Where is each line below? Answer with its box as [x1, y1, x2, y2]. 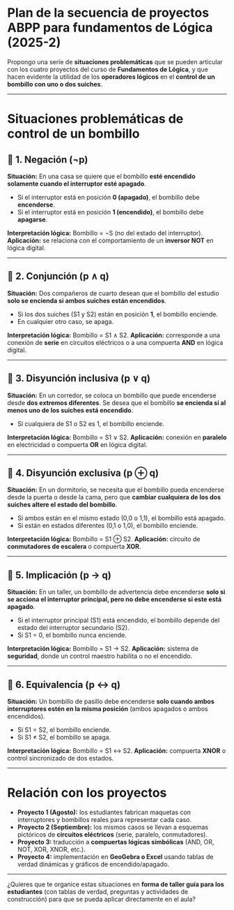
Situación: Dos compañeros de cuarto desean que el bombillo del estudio [7, 288, 219, 298]
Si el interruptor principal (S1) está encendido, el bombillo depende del [17, 616, 220, 624]
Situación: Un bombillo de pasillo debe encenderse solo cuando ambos [7, 697, 214, 705]
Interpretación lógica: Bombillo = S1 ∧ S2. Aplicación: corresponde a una [7, 330, 221, 339]
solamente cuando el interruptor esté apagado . [7, 179, 146, 188]
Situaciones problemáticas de [7, 111, 184, 127]
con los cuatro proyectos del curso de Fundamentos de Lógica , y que [7, 65, 209, 73]
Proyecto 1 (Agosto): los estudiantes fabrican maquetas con [17, 808, 192, 816]
